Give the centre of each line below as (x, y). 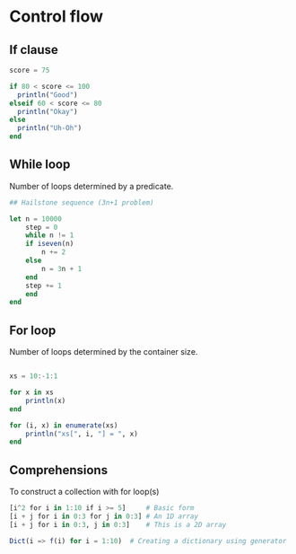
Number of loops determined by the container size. (104, 352)
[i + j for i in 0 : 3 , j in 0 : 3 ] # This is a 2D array (118, 524)
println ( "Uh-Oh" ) (50, 128)
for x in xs (31, 392)
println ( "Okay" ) (48, 111)
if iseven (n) (50, 244)
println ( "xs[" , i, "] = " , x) (82, 434)
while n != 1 (50, 235)
